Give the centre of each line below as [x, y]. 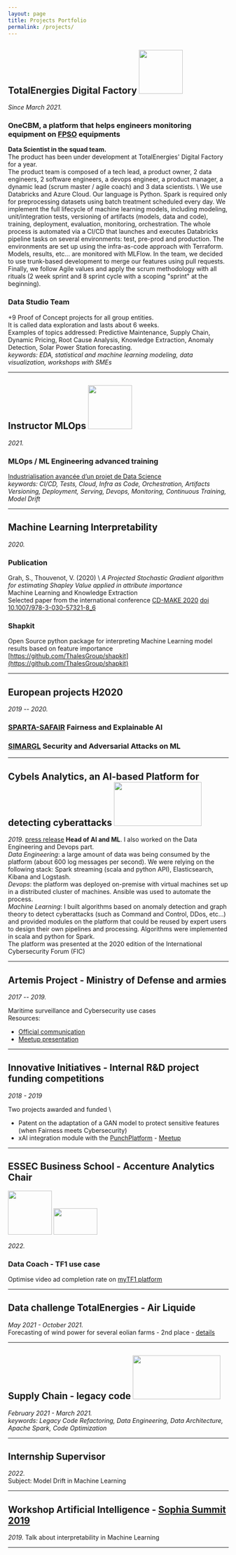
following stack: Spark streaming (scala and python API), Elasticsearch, [111, 870]
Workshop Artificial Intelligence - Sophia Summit [117, 1510]
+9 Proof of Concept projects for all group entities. [81, 317]
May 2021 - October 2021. [46, 1325]
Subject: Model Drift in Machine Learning [67, 1481]
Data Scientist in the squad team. [57, 150]
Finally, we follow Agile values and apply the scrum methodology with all [112, 269]
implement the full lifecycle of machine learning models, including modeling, [118, 209]
